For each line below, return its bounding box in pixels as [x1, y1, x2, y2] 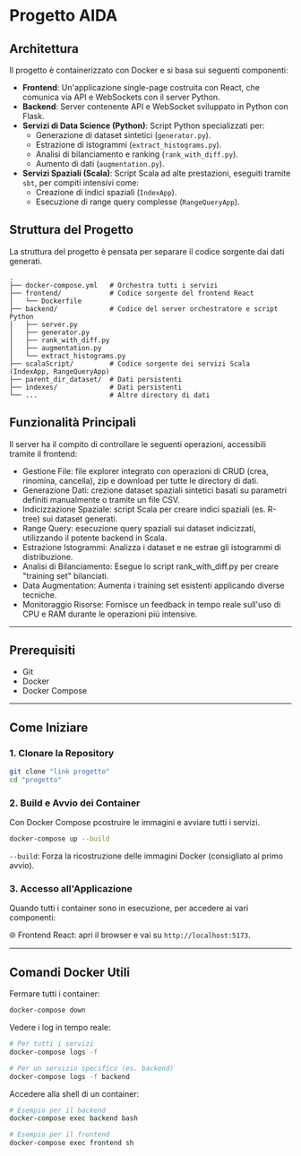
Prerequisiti [9, 643, 76, 659]
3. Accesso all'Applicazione [9, 882, 133, 894]
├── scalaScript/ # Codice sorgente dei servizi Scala [9, 359, 251, 368]
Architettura [9, 41, 79, 56]
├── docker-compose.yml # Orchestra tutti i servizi [9, 280, 219, 289]
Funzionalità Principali [9, 415, 137, 430]
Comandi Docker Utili [9, 964, 131, 979]
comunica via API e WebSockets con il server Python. [21, 91, 221, 102]
